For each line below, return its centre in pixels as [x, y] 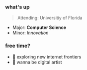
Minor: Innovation [30, 33]
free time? [18, 46]
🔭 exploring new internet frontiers [47, 56]
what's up [17, 7]
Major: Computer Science [39, 27]
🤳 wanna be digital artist [37, 62]
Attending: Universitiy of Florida [50, 18]
